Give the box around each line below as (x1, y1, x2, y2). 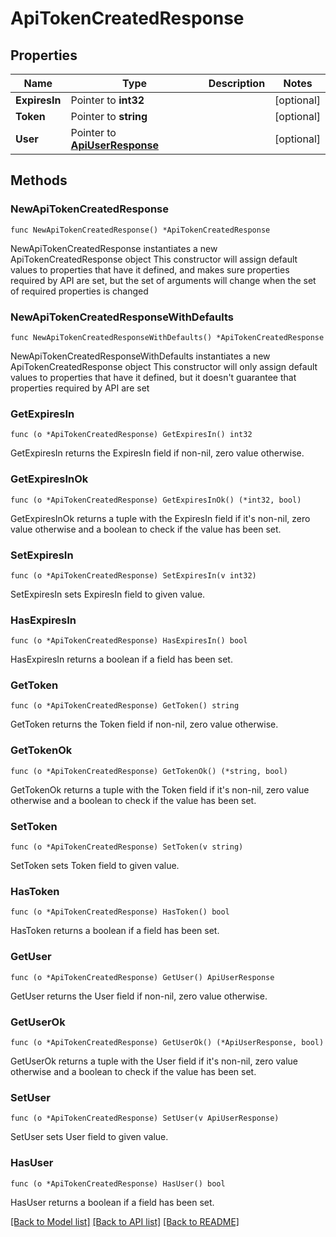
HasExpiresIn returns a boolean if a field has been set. (10, 653, 233, 666)
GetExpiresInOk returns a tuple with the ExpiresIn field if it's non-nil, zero (10, 512, 311, 524)
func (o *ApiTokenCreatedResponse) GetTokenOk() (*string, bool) (10, 766, 288, 776)
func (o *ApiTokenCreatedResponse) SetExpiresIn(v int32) (10, 570, 257, 581)
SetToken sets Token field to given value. (10, 860, 180, 872)
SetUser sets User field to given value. (10, 1131, 169, 1143)
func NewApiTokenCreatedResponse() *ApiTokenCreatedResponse (10, 225, 271, 235)
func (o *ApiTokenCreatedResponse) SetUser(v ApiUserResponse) (10, 1113, 280, 1124)
